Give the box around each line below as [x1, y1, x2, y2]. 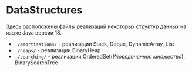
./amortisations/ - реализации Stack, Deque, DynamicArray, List [14, 40, 174, 47]
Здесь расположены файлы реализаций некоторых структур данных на [6, 23, 187, 30]
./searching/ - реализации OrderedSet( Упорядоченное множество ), [14, 53, 186, 60]
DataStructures [6, 4, 83, 17]
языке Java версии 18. [6, 29, 62, 36]
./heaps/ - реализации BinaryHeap [14, 46, 101, 53]
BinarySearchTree [14, 59, 58, 66]
